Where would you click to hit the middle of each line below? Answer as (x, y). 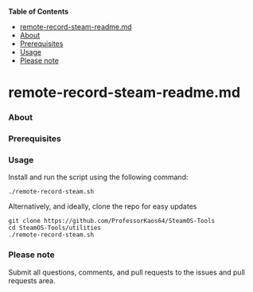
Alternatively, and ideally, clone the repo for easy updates (103, 206)
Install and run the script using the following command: (98, 177)
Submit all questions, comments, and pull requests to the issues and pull (127, 272)
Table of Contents (39, 12)
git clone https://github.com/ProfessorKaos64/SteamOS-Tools (112, 221)
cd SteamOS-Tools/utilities (55, 228)
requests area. (32, 280)
